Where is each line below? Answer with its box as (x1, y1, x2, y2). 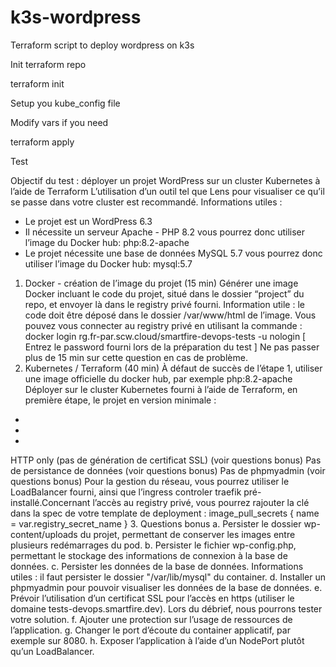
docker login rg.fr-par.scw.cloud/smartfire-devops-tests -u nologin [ (24, 330, 307, 342)
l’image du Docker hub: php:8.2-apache (24, 236, 190, 248)
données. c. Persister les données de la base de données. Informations (10, 560, 304, 572)
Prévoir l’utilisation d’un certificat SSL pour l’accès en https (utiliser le (10, 592, 295, 604)
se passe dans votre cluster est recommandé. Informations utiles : (10, 196, 283, 208)
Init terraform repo (10, 58, 87, 70)
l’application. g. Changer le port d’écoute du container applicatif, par (10, 624, 291, 636)
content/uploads (10, 528, 78, 540)
